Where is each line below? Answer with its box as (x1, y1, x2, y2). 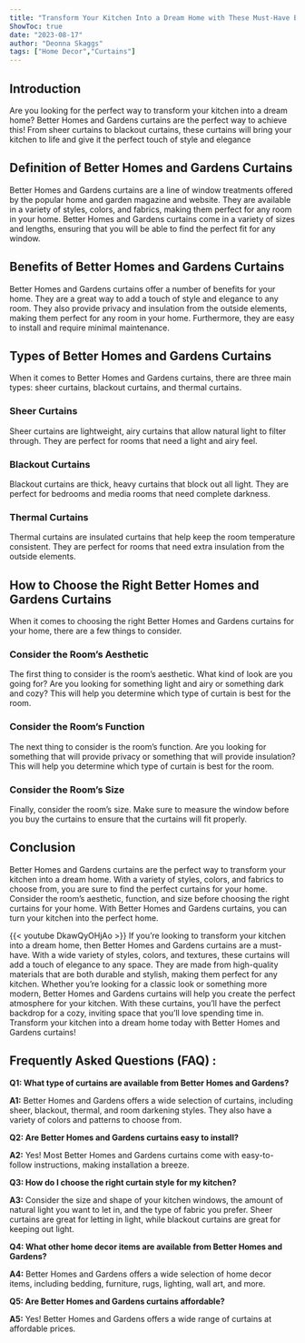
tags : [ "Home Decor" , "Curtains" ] (9, 47, 136, 56)
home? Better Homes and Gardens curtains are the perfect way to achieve (9, 115, 288, 126)
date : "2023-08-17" (9, 30, 84, 39)
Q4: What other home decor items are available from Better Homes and (9, 1241, 283, 1252)
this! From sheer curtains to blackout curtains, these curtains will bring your (9, 124, 292, 135)
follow (9, 1159, 33, 1170)
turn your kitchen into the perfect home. (9, 912, 159, 924)
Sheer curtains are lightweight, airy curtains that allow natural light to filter (9, 425, 287, 437)
